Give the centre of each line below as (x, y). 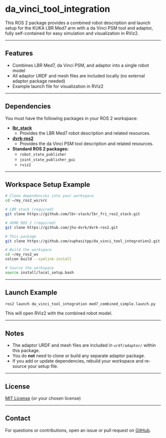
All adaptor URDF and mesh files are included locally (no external (79, 75)
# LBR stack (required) (30, 210)
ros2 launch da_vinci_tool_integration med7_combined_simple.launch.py (80, 304)
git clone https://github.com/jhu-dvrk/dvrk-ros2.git (62, 227)
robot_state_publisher (43, 154)
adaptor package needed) (39, 81)
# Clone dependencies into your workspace (49, 196)
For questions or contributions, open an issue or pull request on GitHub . (78, 430)
